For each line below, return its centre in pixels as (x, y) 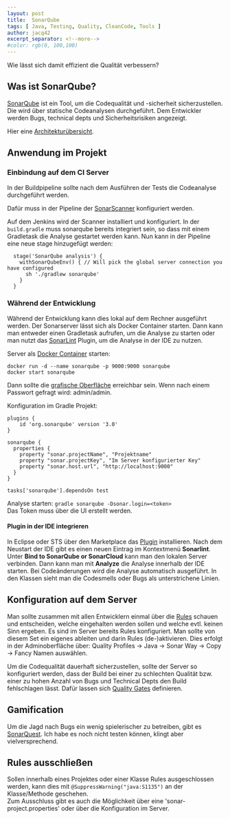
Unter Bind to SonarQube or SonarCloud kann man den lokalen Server (107, 556)
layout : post (26, 13)
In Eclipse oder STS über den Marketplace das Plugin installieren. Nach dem (115, 542)
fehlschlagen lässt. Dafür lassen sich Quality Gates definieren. (95, 688)
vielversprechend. (33, 741)
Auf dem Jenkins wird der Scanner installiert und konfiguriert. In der (103, 222)
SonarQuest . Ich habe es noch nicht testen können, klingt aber (95, 734)
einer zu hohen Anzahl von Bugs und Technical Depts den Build (97, 681)
